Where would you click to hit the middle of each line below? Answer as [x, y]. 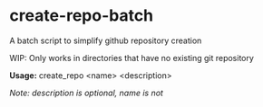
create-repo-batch [82, 16]
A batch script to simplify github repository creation [106, 40]
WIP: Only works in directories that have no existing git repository [131, 58]
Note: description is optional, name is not [86, 93]
